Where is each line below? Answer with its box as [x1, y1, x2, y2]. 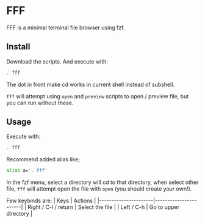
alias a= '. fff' [6, 167, 48, 174]
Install [6, 42, 31, 52]
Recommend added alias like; [6, 156, 81, 163]
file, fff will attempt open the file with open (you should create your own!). [6, 185, 192, 192]
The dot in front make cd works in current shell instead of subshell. [6, 81, 175, 88]
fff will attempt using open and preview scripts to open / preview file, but [6, 92, 189, 100]
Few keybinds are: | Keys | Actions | [6, 197, 96, 205]
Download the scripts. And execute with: [6, 57, 109, 65]
